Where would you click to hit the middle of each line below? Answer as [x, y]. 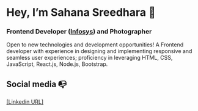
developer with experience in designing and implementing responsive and [99, 51]
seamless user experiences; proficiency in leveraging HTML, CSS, [90, 58]
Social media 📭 [37, 84]
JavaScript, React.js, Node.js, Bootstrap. [57, 64]
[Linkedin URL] [25, 102]
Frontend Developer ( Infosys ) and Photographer [79, 32]
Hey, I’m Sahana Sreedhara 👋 [81, 13]
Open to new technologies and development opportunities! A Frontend [95, 45]
